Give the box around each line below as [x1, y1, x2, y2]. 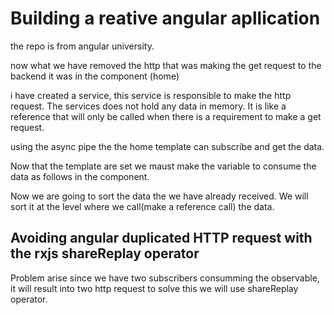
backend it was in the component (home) [10, 70, 180, 82]
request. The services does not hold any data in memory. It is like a [10, 100, 287, 112]
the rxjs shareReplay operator [10, 245, 200, 262]
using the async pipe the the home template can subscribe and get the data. [10, 140, 325, 152]
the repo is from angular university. [10, 40, 155, 52]
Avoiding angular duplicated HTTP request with [10, 230, 313, 247]
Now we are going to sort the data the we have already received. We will [10, 190, 309, 202]
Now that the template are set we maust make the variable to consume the [10, 160, 317, 172]
